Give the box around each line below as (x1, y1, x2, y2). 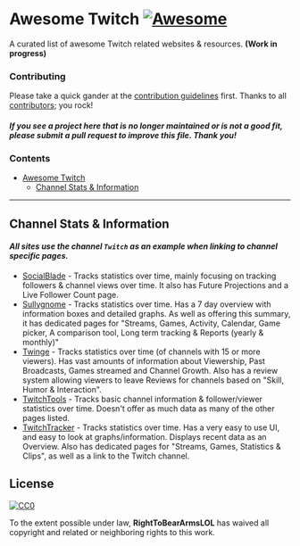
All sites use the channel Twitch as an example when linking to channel (9, 241, 279, 252)
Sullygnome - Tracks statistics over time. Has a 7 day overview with (21, 299, 271, 310)
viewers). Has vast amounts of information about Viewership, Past (21, 355, 266, 366)
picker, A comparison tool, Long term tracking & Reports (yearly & (21, 327, 264, 338)
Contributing (9, 70, 66, 82)
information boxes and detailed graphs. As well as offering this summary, (21, 308, 291, 318)
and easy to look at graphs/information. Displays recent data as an (21, 431, 267, 442)
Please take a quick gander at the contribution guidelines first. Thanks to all (9, 90, 287, 102)
